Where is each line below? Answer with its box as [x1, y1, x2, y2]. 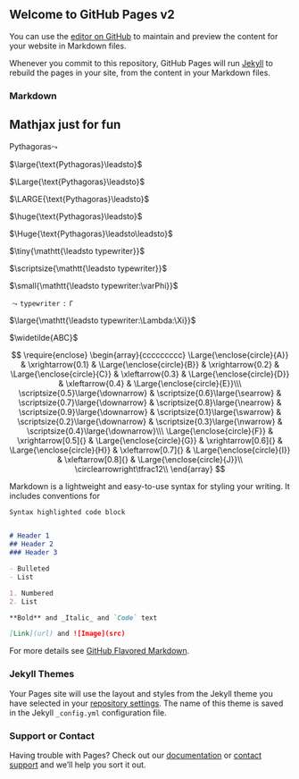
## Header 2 [9, 540, 54, 549]
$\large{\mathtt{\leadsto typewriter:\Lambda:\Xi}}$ [9, 315, 196, 326]
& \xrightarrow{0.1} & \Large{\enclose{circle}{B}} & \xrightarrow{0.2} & [21, 359, 279, 369]
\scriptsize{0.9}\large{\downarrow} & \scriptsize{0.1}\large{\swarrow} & [18, 406, 282, 417]
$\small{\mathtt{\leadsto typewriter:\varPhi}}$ [9, 280, 179, 291]
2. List [9, 597, 38, 606]
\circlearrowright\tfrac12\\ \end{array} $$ [74, 463, 226, 474]
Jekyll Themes [9, 668, 75, 681]
